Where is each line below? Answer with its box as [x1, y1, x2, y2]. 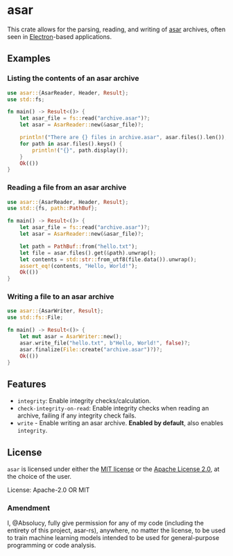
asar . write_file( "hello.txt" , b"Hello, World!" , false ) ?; [19, 340, 191, 347]
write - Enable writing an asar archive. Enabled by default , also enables [17, 419, 224, 427]
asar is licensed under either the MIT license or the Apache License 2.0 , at [7, 465, 220, 473]
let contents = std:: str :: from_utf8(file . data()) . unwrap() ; [19, 256, 197, 263]
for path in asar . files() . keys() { [19, 140, 123, 148]
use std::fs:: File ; [7, 314, 64, 321]
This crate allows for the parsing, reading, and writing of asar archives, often [7, 25, 226, 33]
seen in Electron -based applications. [7, 32, 112, 40]
